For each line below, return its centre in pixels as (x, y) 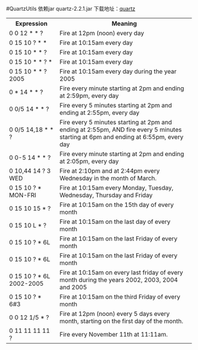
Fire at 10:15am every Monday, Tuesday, (117, 188)
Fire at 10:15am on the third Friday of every (120, 297)
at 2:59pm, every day (89, 96)
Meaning (124, 24)
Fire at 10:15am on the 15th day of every (117, 205)
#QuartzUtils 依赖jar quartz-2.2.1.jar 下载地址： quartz (71, 9)
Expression (32, 24)
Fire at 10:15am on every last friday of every (122, 273)
